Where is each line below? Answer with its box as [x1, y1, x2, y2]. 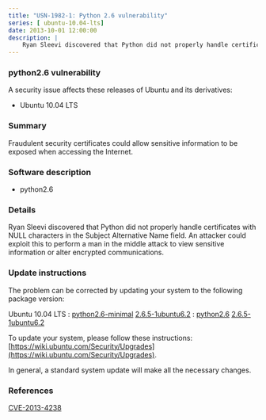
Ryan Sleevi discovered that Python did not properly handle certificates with [8, 223, 256, 232]
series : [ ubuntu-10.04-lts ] [8, 19, 104, 27]
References [8, 385, 54, 396]
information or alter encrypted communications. [8, 247, 165, 258]
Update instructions [8, 267, 87, 278]
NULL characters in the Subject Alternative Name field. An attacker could [8, 231, 247, 240]
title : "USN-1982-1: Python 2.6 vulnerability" [8, 11, 169, 20]
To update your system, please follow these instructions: [8, 333, 192, 342]
